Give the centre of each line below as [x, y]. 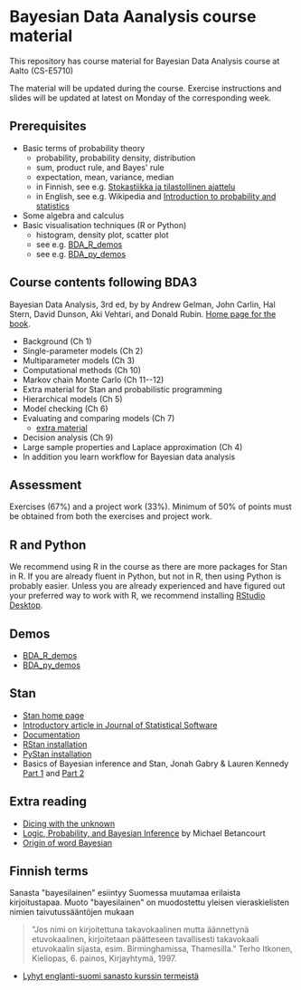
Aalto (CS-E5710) [42, 71]
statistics [53, 206]
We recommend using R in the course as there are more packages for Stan [148, 567]
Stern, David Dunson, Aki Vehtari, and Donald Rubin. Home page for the [143, 313]
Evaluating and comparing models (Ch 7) [99, 418]
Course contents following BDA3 [103, 283]
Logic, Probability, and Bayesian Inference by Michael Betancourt [144, 833]
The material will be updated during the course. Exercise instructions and [146, 88]
